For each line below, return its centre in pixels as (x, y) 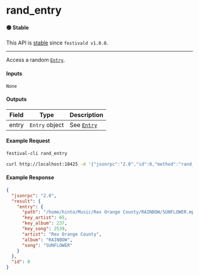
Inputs (14, 73)
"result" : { (26, 201)
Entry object (46, 125)
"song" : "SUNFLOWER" (47, 245)
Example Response (30, 177)
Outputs (17, 99)
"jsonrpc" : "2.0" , (34, 196)
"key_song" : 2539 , (44, 229)
